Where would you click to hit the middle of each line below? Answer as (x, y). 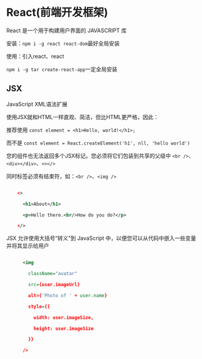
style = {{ (39, 306)
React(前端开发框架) (57, 12)
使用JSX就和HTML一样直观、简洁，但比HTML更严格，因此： (83, 117)
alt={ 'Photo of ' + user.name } (68, 295)
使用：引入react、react (35, 56)
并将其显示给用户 (28, 246)
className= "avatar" (53, 274)
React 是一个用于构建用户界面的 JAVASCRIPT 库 (67, 30)
